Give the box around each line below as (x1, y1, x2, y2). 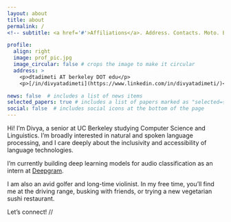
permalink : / (7, 23, 45, 30)
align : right (13, 48, 51, 55)
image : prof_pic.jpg (13, 54, 72, 62)
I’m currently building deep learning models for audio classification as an (7, 159, 213, 167)
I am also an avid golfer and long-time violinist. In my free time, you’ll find (7, 180, 214, 188)
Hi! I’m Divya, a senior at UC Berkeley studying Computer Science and (7, 124, 206, 132)
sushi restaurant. (7, 195, 55, 203)
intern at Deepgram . (7, 166, 64, 175)
